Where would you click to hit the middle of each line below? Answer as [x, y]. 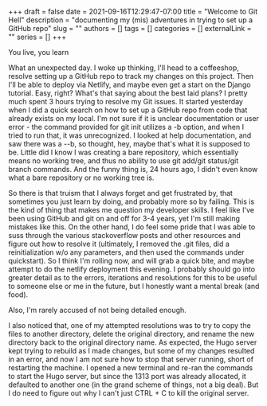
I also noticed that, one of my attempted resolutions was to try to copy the [130, 325]
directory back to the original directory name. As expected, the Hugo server [133, 342]
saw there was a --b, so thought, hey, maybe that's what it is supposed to [129, 144]
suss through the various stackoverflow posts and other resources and [124, 235]
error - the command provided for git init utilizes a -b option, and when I [126, 127]
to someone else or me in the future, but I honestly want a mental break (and [134, 286]
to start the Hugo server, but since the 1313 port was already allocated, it [128, 376]
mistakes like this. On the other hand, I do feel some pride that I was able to [132, 227]
